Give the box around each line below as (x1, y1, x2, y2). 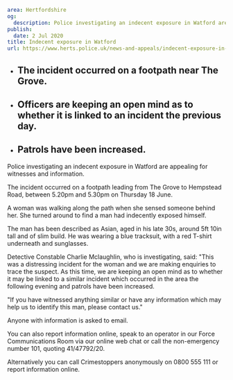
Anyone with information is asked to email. (7, 316, 128, 325)
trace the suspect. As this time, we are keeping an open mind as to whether (7, 267, 223, 275)
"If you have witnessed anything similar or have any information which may (7, 295, 222, 304)
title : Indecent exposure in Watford (7, 39, 116, 46)
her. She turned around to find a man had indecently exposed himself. (7, 211, 207, 219)
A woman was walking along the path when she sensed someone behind (7, 203, 216, 212)
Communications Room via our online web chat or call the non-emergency (7, 336, 220, 345)
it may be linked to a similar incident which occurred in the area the (7, 274, 199, 283)
